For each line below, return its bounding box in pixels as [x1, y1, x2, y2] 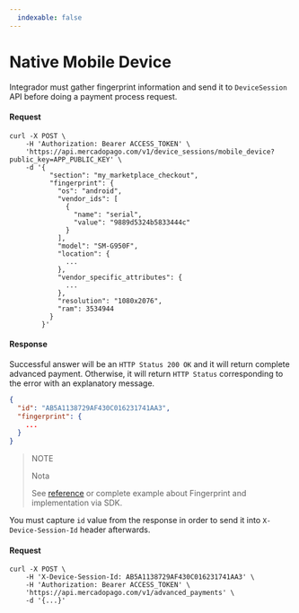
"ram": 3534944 [57, 304, 115, 313]
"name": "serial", [73, 210, 143, 219]
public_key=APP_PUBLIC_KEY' [9, 154, 115, 164]
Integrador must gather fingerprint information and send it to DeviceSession [9, 82, 287, 92]
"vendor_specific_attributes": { [57, 273, 182, 282]
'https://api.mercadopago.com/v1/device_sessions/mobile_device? [25, 147, 276, 156]
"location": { [57, 249, 110, 258]
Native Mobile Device [9, 51, 172, 72]
